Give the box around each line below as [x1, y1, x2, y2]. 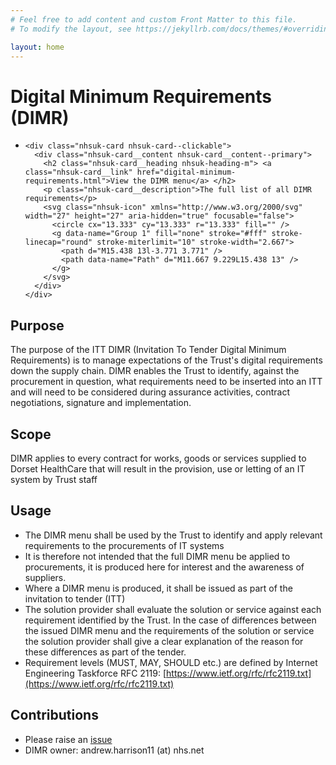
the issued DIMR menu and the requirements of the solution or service [24, 624, 315, 636]
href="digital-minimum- [136, 167, 237, 178]
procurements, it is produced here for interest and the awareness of [24, 561, 305, 573]
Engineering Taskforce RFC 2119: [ [24, 667, 167, 679]
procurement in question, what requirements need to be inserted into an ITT [10, 376, 323, 388]
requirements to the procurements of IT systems [24, 539, 225, 551]
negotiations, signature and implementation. [10, 397, 192, 409]
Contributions [10, 707, 99, 724]
